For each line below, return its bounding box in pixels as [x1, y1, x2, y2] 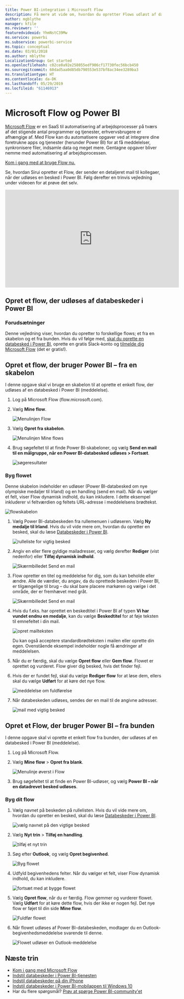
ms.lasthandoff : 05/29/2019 [5, 81, 63, 86]
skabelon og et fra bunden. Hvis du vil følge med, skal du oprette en [5, 336, 144, 342]
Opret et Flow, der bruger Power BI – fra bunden [5, 721, 155, 730]
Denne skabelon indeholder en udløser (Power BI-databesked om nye [5, 483, 148, 490]
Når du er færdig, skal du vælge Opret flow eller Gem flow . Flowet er [12, 658, 154, 664]
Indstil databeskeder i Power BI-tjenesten [12, 973, 97, 979]
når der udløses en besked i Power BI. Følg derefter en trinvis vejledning [5, 174, 152, 180]
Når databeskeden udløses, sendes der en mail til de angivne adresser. [12, 697, 158, 703]
